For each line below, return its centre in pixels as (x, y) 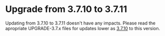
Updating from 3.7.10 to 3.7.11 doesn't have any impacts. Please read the (80, 23)
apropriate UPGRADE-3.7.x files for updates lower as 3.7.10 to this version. (83, 28)
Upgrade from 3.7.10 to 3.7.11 (66, 9)
